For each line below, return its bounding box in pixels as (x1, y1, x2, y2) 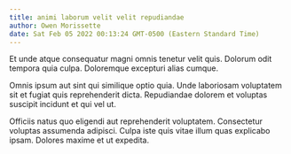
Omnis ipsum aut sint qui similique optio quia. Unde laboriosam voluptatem (9, 81, 282, 91)
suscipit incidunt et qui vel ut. (9, 99, 117, 110)
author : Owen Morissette (9, 21, 101, 30)
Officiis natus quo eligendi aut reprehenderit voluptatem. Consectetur (9, 116, 263, 127)
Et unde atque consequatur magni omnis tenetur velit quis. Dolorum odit (9, 54, 272, 65)
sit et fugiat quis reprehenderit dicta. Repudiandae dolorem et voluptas (9, 89, 268, 100)
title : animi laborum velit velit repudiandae (9, 12, 185, 22)
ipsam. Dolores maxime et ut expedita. (9, 135, 149, 146)
